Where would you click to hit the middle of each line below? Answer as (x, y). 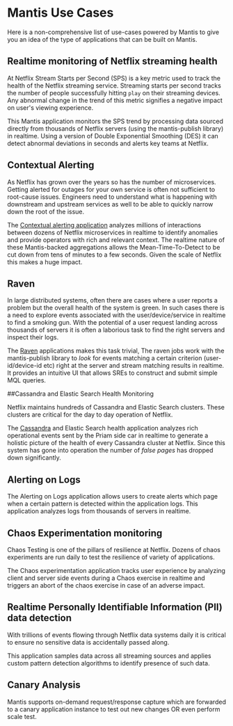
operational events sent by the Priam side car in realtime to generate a (108, 435)
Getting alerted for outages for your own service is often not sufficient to (111, 189)
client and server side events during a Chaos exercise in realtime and (106, 578)
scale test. (22, 716)
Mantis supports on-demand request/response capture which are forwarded (116, 702)
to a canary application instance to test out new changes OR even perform (114, 709)
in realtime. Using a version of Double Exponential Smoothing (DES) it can (113, 136)
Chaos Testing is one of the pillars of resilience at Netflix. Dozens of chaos (114, 550)
